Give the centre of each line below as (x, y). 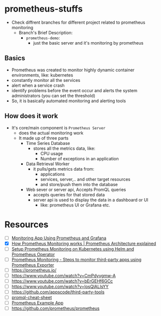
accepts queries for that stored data (69, 194)
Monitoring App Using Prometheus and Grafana (59, 238)
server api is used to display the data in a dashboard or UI (91, 200)
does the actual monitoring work (51, 133)
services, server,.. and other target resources (85, 179)
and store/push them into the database (79, 184)
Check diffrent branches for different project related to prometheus (78, 22)
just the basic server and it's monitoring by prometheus (88, 43)
